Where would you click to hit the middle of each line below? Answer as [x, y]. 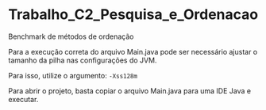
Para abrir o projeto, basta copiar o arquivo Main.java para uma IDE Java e [130, 91]
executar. [23, 99]
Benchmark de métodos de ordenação [71, 36]
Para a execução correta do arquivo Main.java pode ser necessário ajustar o [133, 51]
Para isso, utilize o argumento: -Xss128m [73, 75]
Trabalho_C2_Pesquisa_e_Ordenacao [133, 15]
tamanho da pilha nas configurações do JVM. [83, 60]
